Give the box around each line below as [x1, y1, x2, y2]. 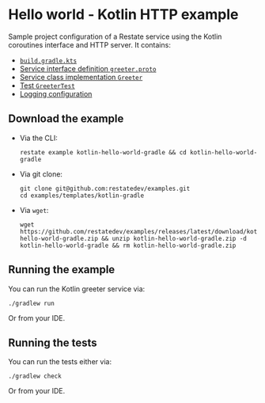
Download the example [8, 112, 124, 126]
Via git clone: [19, 169, 63, 179]
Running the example [8, 263, 115, 276]
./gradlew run [8, 299, 55, 307]
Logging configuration [19, 89, 93, 98]
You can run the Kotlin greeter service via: [8, 283, 146, 294]
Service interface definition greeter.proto [19, 63, 157, 73]
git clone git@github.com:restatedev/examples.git [19, 184, 191, 192]
